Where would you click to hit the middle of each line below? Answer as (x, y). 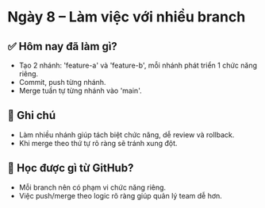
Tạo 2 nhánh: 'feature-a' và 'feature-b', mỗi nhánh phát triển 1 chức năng (138, 65)
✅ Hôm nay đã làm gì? (63, 46)
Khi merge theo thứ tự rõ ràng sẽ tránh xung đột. (98, 143)
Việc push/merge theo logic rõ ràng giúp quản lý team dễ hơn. (121, 195)
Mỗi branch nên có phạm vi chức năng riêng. (92, 187)
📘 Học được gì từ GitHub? (71, 168)
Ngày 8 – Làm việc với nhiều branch (127, 17)
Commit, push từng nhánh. (62, 82)
